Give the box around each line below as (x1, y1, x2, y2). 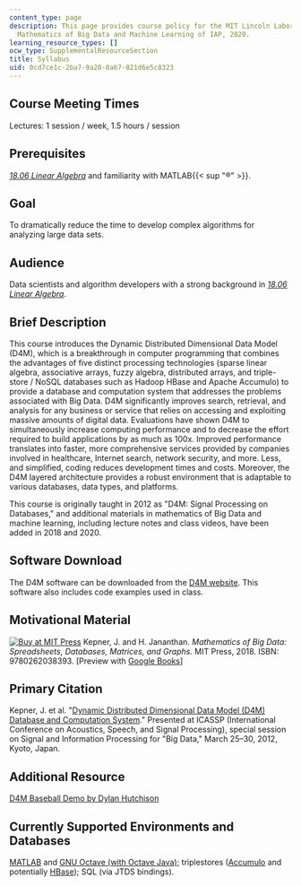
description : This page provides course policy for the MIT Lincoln (9, 22, 271, 30)
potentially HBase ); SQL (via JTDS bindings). (9, 866, 175, 877)
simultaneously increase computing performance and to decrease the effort (9, 423, 289, 435)
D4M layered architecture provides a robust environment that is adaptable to (9, 472, 292, 482)
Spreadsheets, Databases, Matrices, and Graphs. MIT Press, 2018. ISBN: (9, 646, 279, 656)
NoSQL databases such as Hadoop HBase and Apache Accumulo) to (35, 376, 289, 387)
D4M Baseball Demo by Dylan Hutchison (9, 793, 159, 803)
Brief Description (9, 315, 107, 330)
